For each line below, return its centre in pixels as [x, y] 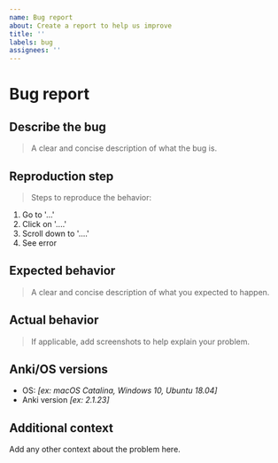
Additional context [61, 428]
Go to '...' [38, 215]
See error [39, 243]
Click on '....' [44, 224]
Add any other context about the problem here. [95, 450]
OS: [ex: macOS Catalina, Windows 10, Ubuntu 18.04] [120, 390]
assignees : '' [35, 51]
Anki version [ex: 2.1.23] [66, 400]
